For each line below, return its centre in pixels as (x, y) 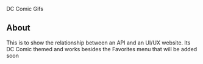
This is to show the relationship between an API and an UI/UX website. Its (98, 43)
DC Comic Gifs (25, 9)
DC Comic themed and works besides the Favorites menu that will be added (102, 49)
